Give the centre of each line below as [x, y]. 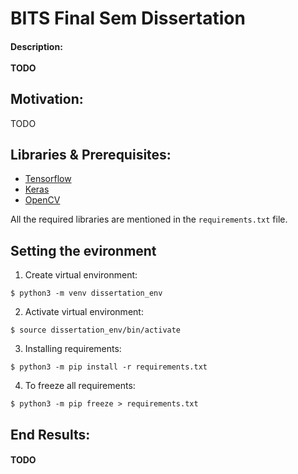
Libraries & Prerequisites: [91, 154]
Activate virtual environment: [84, 312]
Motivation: [47, 99]
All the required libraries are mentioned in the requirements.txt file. [149, 219]
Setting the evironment [83, 250]
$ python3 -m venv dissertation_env [86, 293]
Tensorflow [48, 179]
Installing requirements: [73, 349]
